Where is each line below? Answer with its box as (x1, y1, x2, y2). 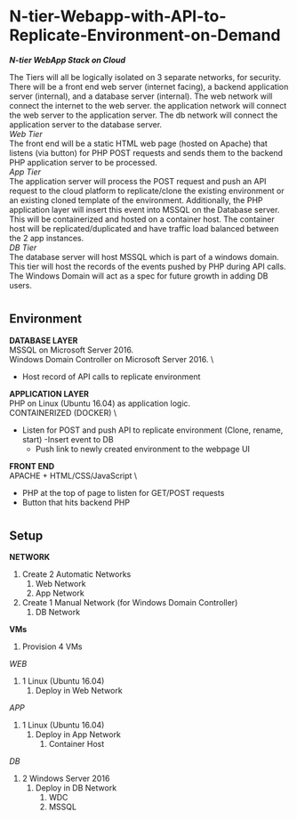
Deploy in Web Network (35, 686, 123, 696)
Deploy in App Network (35, 729, 122, 740)
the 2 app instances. (9, 232, 84, 243)
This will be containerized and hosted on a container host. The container (9, 214, 275, 224)
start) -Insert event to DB (21, 434, 114, 444)
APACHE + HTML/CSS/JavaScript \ (9, 470, 138, 481)
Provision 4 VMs (21, 641, 83, 652)
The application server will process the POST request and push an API (9, 175, 267, 186)
